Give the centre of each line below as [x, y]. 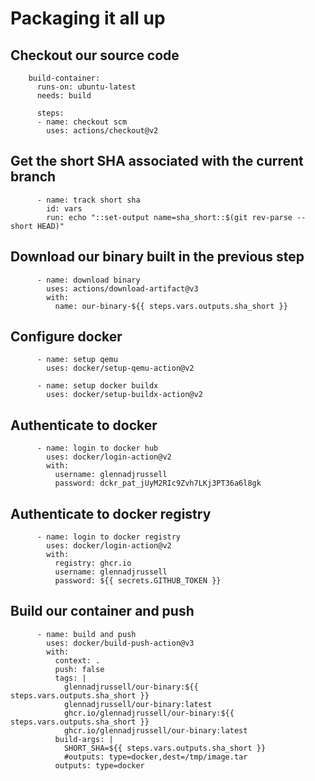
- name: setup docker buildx [97, 386]
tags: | [70, 678]
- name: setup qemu [77, 360]
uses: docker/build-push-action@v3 [120, 643]
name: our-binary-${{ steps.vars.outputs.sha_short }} [171, 306]
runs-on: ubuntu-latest [86, 87]
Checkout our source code [95, 55]
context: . [77, 660]
